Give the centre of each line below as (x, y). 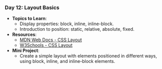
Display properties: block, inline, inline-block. (67, 24)
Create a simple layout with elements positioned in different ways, (88, 56)
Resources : (24, 35)
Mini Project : (26, 51)
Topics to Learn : (29, 19)
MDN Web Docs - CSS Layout (51, 40)
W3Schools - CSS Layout (46, 45)
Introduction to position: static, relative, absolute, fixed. (77, 29)
